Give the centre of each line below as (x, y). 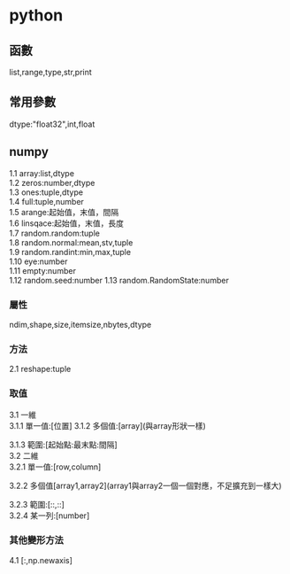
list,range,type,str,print (51, 72)
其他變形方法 (37, 540)
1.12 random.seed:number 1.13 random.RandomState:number (119, 280)
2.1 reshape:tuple (40, 369)
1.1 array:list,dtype (42, 173)
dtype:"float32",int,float (52, 124)
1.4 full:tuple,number (46, 201)
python (36, 16)
